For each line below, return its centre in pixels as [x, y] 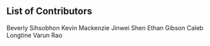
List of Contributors [49, 11]
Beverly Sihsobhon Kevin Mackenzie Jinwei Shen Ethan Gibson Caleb [105, 27]
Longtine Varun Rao [34, 35]
